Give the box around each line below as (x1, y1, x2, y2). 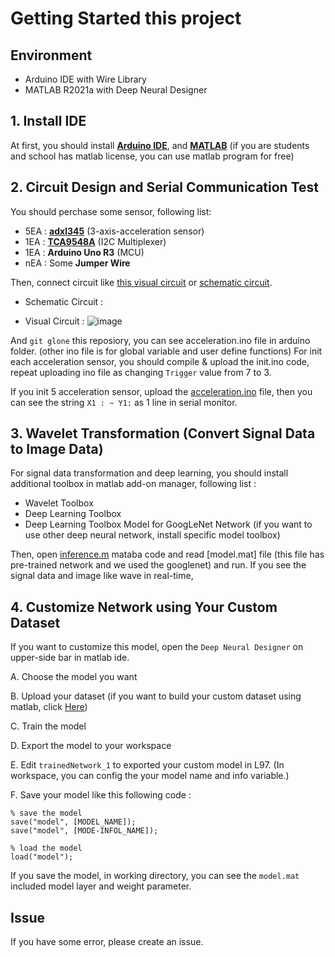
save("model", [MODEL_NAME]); (10, 817, 137, 827)
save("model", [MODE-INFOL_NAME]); (10, 826, 159, 836)
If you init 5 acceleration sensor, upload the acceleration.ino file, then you (10, 385, 313, 397)
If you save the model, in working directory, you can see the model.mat (10, 870, 300, 882)
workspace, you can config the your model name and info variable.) (10, 770, 290, 782)
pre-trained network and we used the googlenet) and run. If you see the (10, 559, 307, 571)
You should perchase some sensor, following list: (10, 205, 212, 217)
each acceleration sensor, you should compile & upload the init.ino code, (10, 355, 310, 367)
